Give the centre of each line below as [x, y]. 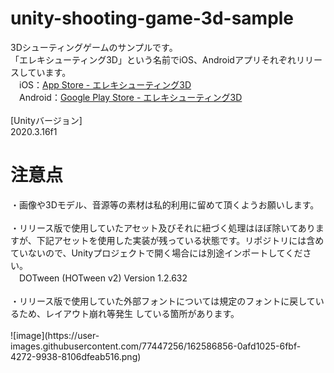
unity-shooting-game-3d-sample [152, 18]
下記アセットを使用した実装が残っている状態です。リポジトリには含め [180, 240]
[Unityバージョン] [46, 120]
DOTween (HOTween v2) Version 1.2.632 [103, 278]
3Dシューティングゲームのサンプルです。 [94, 47]
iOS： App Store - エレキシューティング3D [105, 84]
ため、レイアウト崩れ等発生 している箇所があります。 [129, 313]
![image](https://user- [55, 335]
